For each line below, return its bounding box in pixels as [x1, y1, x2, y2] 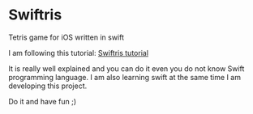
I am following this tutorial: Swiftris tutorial [8, 48, 148, 57]
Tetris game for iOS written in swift [8, 32, 124, 42]
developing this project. [8, 81, 88, 91]
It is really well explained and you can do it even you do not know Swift [8, 63, 245, 74]
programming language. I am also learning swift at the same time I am [8, 72, 242, 82]
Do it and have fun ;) [8, 96, 77, 106]
